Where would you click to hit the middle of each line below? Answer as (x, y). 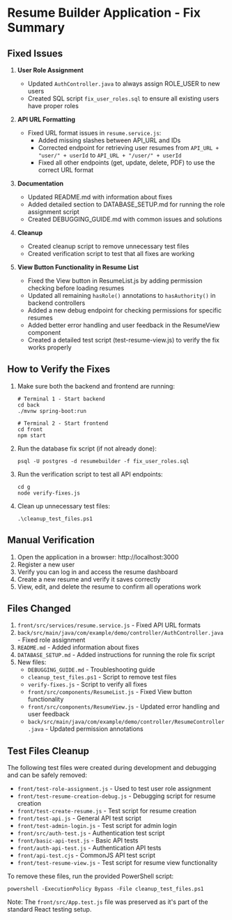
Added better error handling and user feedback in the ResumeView (124, 325)
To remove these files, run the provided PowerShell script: (91, 876)
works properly (49, 347)
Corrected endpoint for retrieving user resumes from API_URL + (129, 148)
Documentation (40, 183)
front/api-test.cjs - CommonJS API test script (86, 855)
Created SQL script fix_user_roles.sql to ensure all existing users (123, 98)
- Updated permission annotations (94, 729)
